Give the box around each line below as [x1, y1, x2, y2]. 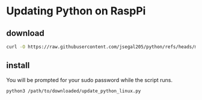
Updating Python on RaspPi [6, 4, 146, 18]
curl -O [6, 44, 26, 50]
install [6, 60, 30, 71]
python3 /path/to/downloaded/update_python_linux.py [6, 88, 141, 94]
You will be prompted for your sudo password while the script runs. [6, 76, 173, 83]
